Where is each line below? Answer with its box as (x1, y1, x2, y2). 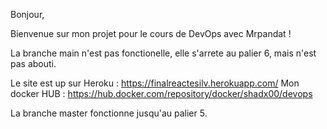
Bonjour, (10, 9, 45, 20)
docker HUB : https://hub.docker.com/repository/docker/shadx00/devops (10, 88, 313, 99)
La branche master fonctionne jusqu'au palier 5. (10, 107, 208, 119)
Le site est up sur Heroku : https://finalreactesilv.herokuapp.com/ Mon (10, 77, 300, 89)
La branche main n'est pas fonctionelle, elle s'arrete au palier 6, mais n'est (10, 47, 317, 59)
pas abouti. (10, 58, 57, 69)
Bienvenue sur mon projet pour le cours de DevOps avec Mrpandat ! (10, 28, 292, 39)
